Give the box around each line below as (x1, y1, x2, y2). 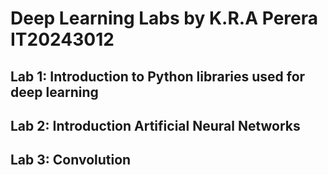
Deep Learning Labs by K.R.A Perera (10, 7, 318, 30)
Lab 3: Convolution (10, 152, 132, 169)
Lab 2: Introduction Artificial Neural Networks (10, 117, 301, 134)
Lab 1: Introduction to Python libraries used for (10, 68, 306, 85)
